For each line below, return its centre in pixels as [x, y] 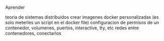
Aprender [15, 7]
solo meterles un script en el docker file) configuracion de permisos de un [82, 23]
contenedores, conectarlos [33, 33]
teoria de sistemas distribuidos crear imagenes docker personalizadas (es [82, 17]
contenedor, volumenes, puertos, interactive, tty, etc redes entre [72, 28]
